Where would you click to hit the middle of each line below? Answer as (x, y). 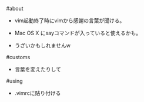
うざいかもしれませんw (42, 45)
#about (15, 8)
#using (14, 81)
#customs (18, 57)
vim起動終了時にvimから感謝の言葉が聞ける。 (70, 21)
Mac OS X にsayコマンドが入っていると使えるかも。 (78, 33)
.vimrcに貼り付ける (38, 93)
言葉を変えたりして (38, 69)
